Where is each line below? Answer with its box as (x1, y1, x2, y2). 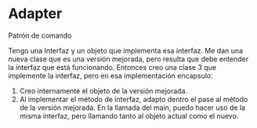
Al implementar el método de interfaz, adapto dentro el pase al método (19, 94, 248, 104)
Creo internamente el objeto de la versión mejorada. (19, 86, 188, 95)
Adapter (8, 5, 63, 23)
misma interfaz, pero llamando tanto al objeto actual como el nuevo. (19, 111, 239, 120)
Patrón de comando (8, 31, 72, 40)
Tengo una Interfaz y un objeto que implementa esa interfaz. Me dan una (8, 46, 244, 55)
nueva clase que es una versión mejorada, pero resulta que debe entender (8, 54, 249, 64)
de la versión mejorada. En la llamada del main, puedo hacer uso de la (19, 103, 245, 112)
